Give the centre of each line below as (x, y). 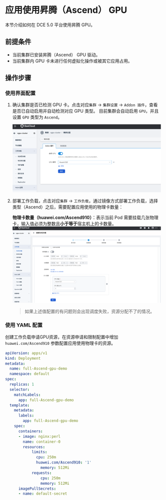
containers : (30, 431)
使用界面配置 (21, 93)
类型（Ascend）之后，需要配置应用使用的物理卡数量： (68, 207)
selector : (20, 389)
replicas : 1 (22, 384)
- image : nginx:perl (39, 436)
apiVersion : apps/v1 (26, 353)
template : (20, 405)
